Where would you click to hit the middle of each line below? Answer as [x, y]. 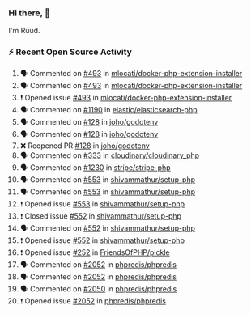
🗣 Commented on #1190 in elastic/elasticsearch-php [108, 109]
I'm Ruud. [24, 31]
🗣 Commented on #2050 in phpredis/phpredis [98, 289]
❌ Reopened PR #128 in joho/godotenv [85, 146]
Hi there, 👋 [30, 13]
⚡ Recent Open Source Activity [70, 52]
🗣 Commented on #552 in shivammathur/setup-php [108, 228]
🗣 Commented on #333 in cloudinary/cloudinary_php [110, 155]
